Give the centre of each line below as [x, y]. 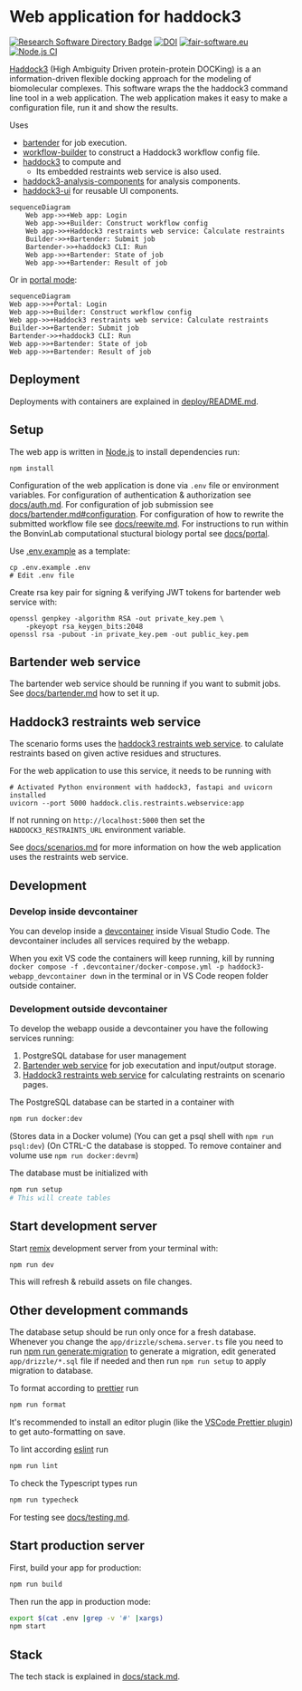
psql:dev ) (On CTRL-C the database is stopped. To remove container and [146, 1146]
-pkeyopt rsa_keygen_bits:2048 [85, 626]
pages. [35, 1085]
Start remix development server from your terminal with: [114, 1248]
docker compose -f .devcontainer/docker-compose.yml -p [117, 967]
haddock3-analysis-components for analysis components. [132, 181]
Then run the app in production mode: [80, 1601]
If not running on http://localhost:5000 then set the [107, 820]
